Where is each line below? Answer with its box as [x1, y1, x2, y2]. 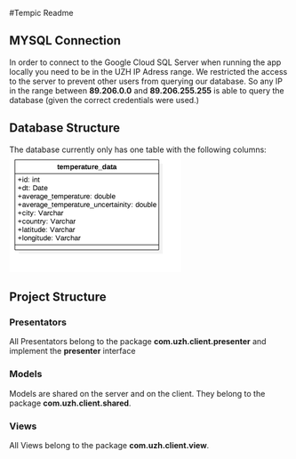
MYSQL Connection [9, 33, 122, 48]
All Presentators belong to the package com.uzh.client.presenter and [9, 336, 267, 347]
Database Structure [9, 120, 120, 136]
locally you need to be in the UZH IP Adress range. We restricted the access [9, 66, 288, 76]
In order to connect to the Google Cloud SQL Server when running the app [9, 57, 282, 68]
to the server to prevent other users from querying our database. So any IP [9, 76, 283, 86]
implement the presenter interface [9, 346, 136, 357]
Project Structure [9, 289, 107, 305]
